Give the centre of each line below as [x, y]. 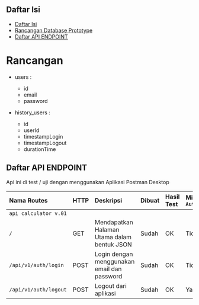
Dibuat [150, 200]
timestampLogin [43, 136]
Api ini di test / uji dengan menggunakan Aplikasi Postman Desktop [88, 182]
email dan [108, 269]
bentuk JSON [113, 244]
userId [31, 130]
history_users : [32, 113]
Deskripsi [108, 200]
